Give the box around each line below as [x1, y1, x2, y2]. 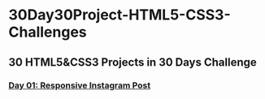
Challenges [8, 23, 87, 41]
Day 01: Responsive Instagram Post [8, 80, 151, 91]
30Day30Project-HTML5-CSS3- [8, 6, 232, 24]
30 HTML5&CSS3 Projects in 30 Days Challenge [8, 55, 258, 69]
